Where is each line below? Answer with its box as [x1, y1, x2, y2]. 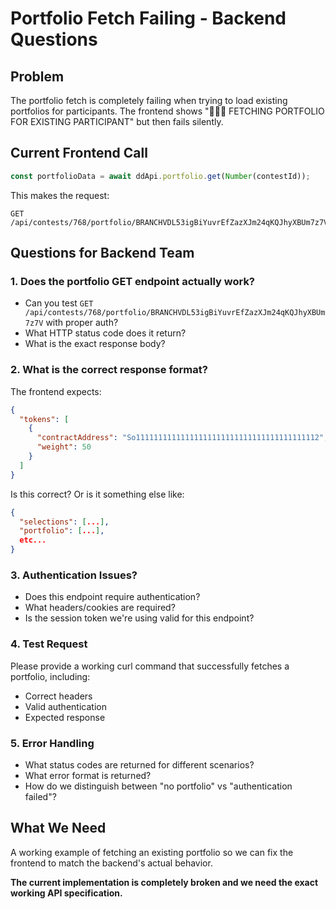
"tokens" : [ [19, 414, 70, 424]
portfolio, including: [10, 670, 91, 682]
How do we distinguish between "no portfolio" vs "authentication [24, 780, 293, 792]
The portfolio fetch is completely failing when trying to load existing [10, 95, 288, 106]
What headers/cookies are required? [24, 602, 176, 614]
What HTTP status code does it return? [24, 327, 187, 339]
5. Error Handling [10, 736, 95, 750]
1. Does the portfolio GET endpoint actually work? [10, 275, 256, 288]
